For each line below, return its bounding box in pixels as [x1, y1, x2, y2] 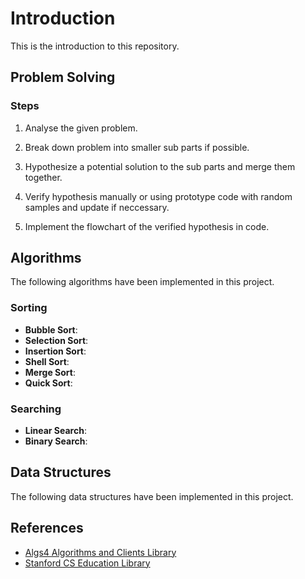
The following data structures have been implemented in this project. [10, 490, 294, 502]
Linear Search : [24, 425, 87, 437]
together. [24, 171, 63, 183]
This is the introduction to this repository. [10, 40, 180, 52]
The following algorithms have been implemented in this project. [10, 276, 275, 288]
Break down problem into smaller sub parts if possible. [24, 141, 250, 153]
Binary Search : [24, 435, 88, 447]
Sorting [10, 301, 48, 315]
